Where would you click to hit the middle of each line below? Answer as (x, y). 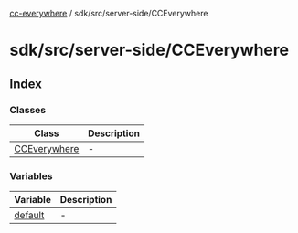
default (29, 216)
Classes (28, 110)
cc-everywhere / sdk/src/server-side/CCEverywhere (109, 13)
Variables (31, 175)
